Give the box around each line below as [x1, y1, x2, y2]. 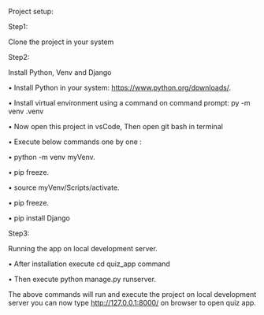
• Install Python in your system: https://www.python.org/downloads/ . [8, 83, 232, 92]
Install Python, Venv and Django [8, 68, 112, 77]
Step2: [8, 53, 30, 61]
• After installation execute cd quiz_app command [8, 259, 171, 269]
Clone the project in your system [8, 37, 114, 46]
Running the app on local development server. [8, 244, 158, 253]
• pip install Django [8, 213, 71, 223]
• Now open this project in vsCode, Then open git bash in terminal [8, 122, 223, 131]
